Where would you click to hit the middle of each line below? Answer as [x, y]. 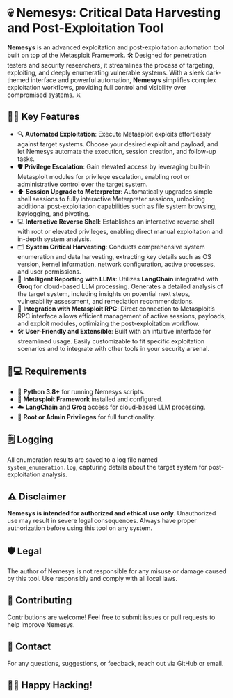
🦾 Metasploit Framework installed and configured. [90, 399]
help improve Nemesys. [41, 624]
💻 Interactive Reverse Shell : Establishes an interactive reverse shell [115, 222]
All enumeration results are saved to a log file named [82, 460]
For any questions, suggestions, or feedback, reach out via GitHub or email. [115, 663]
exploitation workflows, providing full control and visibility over [97, 87]
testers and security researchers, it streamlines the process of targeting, [111, 65]
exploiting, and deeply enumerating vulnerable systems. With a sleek [106, 72]
